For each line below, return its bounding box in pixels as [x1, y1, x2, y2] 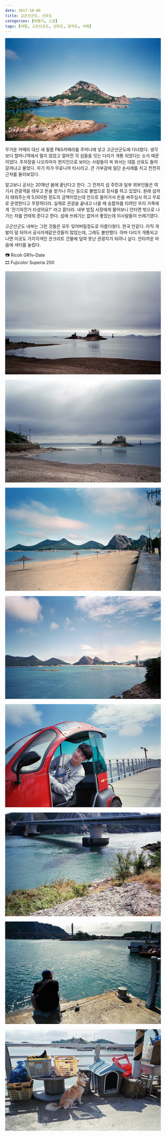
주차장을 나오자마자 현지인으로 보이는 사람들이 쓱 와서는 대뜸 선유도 [19, 159, 149, 164]
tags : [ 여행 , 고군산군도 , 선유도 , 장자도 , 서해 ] [5, 24, 91, 29]
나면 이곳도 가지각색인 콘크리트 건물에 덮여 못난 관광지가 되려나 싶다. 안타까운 [5, 235, 154, 241]
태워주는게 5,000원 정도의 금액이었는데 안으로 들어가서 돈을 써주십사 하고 [10, 194, 152, 200]
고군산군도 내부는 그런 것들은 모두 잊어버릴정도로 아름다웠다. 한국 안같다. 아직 [5, 223, 154, 229]
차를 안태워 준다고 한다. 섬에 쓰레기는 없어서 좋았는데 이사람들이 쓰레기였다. [14, 213, 160, 218]
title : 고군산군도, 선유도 [5, 13, 52, 18]
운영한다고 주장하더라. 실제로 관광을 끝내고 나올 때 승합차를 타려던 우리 [10, 200, 146, 206]
